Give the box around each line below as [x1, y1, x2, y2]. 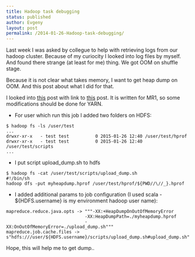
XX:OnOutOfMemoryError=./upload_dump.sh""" [6, 224, 114, 230]
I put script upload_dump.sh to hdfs [14, 159, 101, 166]
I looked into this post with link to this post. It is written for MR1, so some [6, 94, 180, 102]
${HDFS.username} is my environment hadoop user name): [14, 197, 158, 204]
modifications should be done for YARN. [6, 100, 103, 107]
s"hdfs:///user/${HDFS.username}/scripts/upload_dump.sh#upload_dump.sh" [6, 234, 190, 241]
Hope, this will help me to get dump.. [6, 245, 95, 252]
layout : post [6, 25, 38, 31]
